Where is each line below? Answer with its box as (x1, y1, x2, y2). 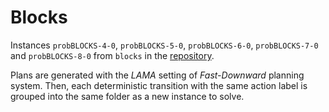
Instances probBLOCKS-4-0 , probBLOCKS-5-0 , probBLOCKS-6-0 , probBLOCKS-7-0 (10, 39, 319, 51)
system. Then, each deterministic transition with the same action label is (10, 79, 308, 91)
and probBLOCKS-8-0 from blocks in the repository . (10, 49, 215, 61)
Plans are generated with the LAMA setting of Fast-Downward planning (10, 69, 305, 81)
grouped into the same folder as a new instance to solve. (10, 90, 245, 102)
